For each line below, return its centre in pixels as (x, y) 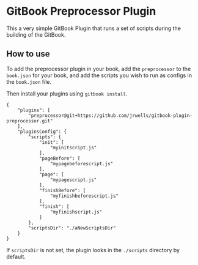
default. (16, 256)
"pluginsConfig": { (42, 132)
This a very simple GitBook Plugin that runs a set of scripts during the (94, 28)
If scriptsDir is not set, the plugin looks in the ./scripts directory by (93, 250)
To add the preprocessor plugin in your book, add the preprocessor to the (99, 69)
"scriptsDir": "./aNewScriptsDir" (72, 228)
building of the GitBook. (36, 34)
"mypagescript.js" (73, 180)
